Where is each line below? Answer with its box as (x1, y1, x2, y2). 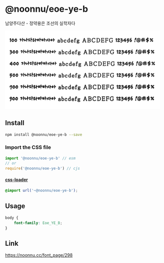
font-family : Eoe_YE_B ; (14, 220, 63, 225)
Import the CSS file (5, 144, 52, 151)
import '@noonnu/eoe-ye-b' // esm (5, 156, 76, 160)
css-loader (5, 177, 28, 183)
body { (5, 215, 19, 220)
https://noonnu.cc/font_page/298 (5, 252, 73, 258)
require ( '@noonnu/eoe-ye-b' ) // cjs (5, 166, 80, 171)
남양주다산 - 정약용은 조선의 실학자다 (5, 20, 76, 26)
